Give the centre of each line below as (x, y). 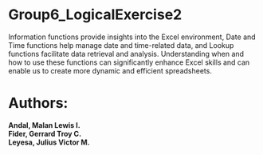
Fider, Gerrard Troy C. (45, 133)
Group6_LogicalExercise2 (95, 15)
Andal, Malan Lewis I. (45, 125)
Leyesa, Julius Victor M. (49, 142)
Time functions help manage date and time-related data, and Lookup (121, 45)
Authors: (38, 103)
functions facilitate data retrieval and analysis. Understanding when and (126, 54)
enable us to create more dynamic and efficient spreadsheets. (110, 70)
